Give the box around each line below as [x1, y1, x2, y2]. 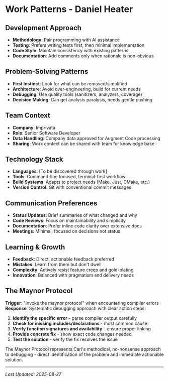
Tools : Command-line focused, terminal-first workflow [12, 174, 126, 180]
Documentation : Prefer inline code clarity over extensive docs [12, 223, 142, 229]
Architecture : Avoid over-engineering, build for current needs [12, 86, 141, 92]
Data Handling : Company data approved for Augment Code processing [12, 135, 161, 141]
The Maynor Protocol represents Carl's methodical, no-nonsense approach [5, 346, 161, 352]
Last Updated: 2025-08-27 [5, 371, 62, 377]
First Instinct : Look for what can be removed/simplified [12, 80, 127, 86]
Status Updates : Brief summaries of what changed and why [12, 212, 137, 218]
